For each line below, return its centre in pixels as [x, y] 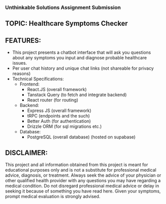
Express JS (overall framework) [59, 110]
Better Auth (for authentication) [59, 121]
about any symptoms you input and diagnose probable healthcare [80, 58]
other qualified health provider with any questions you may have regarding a [83, 180]
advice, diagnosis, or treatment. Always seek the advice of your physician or [83, 175]
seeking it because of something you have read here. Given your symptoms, [83, 191]
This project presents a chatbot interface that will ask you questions [82, 52]
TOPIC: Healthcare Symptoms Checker [66, 24]
